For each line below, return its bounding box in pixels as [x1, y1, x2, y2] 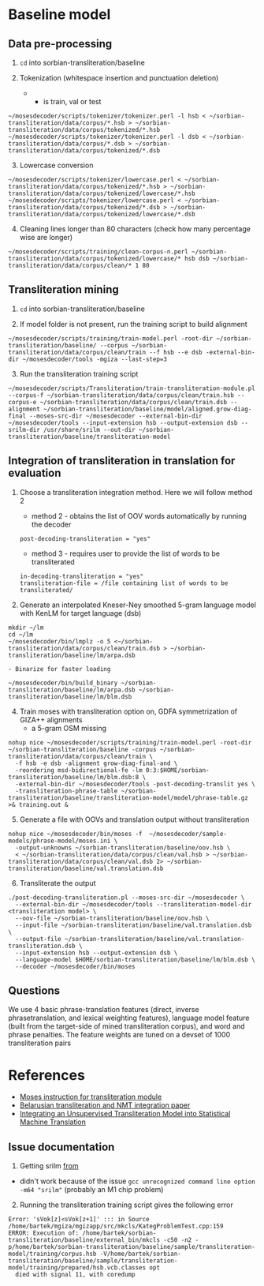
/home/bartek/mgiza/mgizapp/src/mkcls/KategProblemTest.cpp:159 [8, 1222, 224, 1231]
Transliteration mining [8, 283, 120, 297]
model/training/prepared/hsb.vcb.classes [8, 1264, 147, 1272]
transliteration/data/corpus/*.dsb [8, 140, 125, 148]
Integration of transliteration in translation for [8, 454, 236, 467]
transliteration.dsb [8, 942, 76, 950]
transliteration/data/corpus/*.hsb [8, 119, 125, 127]
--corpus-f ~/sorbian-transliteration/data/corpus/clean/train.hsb [8, 391, 235, 399]
